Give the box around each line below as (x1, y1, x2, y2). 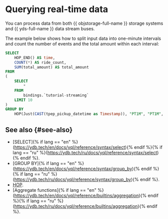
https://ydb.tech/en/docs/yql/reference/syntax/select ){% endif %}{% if (14, 144, 163, 150)
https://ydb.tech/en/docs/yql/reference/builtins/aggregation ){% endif (14, 193, 159, 198)
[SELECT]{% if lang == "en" (12, 139, 71, 145)
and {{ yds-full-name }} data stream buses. (5, 25, 95, 31)
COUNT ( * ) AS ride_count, (14, 60, 67, 65)
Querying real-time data (5, 4, 108, 15)
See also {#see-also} (5, 125, 73, 134)
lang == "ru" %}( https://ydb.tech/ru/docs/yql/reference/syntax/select (12, 150, 157, 155)
